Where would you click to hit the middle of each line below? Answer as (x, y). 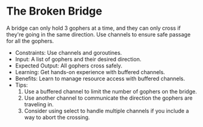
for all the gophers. (30, 41)
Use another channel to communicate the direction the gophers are (108, 98)
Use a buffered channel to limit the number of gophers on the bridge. (111, 91)
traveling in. (39, 104)
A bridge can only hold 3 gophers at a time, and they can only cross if (94, 28)
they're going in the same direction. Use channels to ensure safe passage (98, 34)
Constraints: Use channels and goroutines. (68, 52)
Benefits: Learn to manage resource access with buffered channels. (100, 78)
